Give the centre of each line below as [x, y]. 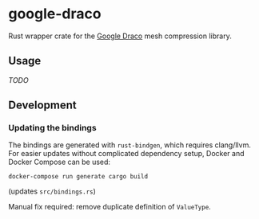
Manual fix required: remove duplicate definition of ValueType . [110, 207]
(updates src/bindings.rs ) [52, 191]
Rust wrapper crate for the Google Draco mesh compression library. [120, 36]
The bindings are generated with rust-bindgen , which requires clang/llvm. [130, 145]
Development [43, 106]
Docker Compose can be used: [59, 162]
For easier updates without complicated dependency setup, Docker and [127, 154]
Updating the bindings [53, 128]
